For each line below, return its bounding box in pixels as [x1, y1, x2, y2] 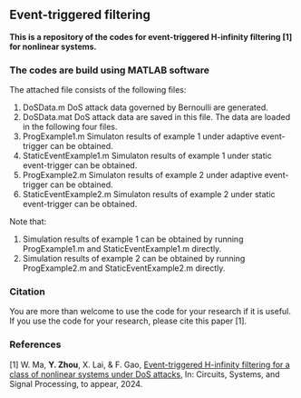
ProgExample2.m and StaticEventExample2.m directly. [22, 263, 226, 274]
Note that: [9, 216, 47, 227]
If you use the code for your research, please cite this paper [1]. [9, 315, 248, 326]
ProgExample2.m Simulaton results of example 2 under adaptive [22, 170, 263, 181]
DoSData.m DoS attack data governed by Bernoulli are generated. [22, 102, 269, 113]
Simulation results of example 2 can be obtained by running [22, 254, 246, 264]
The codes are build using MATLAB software [9, 64, 210, 76]
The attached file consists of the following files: [9, 85, 187, 95]
